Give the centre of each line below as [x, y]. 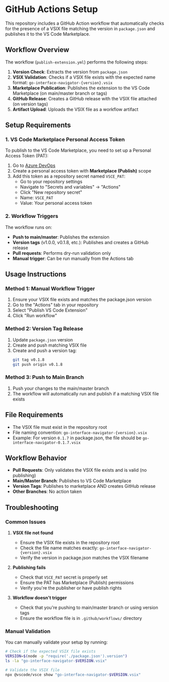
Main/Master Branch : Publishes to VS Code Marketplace [72, 481]
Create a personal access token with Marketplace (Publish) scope [82, 171]
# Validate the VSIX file [32, 670]
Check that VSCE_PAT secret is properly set [64, 577]
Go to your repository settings [51, 182]
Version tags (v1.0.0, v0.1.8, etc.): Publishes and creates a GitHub [80, 242]
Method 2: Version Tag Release [44, 329]
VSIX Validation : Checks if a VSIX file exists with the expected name [84, 77]
